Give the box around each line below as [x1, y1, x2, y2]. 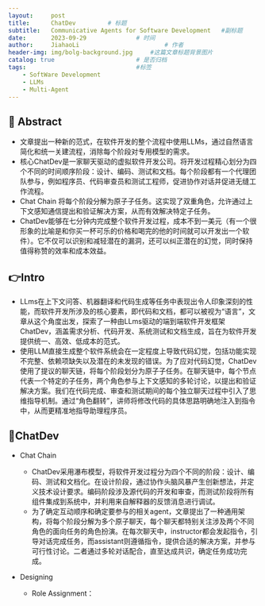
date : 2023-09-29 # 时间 [8, 33, 156, 42]
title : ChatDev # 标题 [8, 19, 127, 27]
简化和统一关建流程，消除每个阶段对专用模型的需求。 [19, 147, 194, 156]
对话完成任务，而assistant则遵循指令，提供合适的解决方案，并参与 [38, 536, 256, 546]
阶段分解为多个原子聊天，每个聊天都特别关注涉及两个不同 [66, 516, 255, 526]
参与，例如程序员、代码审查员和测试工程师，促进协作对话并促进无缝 [26, 176, 250, 187]
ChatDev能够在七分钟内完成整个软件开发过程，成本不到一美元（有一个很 [19, 216, 257, 226]
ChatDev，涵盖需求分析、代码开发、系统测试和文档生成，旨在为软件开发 [19, 326, 257, 336]
